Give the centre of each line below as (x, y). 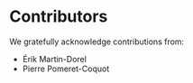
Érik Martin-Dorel (55, 59)
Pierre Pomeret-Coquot (66, 69)
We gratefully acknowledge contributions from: (97, 41)
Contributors (59, 17)
